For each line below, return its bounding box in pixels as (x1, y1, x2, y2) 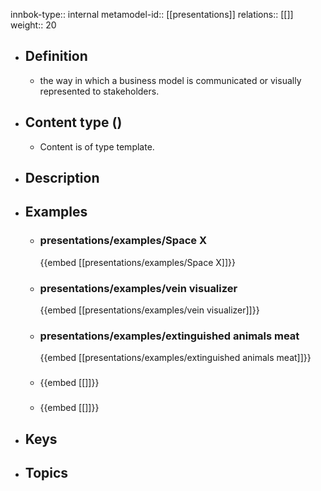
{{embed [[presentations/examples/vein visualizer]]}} (39, 304, 260, 316)
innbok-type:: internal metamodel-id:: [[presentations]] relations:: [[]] (10, 9, 294, 20)
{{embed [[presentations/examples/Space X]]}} (39, 256, 236, 268)
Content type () (24, 114, 123, 131)
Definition (24, 48, 88, 65)
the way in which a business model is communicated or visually (39, 74, 302, 86)
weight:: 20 (10, 19, 57, 31)
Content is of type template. (39, 140, 155, 153)
